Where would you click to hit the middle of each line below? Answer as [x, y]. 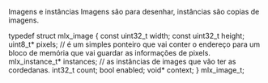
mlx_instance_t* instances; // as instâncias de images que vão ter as [122, 61]
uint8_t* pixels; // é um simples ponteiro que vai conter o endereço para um [134, 44]
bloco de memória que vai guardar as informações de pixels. [109, 53]
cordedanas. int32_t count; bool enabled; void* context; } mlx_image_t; [126, 70]
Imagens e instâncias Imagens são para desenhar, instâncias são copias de [134, 12]
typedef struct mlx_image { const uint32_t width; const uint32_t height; [127, 36]
